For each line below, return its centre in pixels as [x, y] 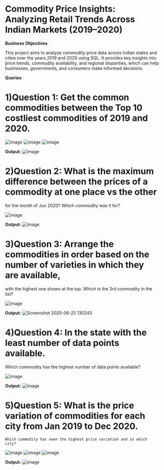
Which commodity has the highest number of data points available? [73, 367]
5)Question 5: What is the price [70, 405]
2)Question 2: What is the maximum [80, 171]
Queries [13, 78]
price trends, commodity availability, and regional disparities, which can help [82, 63]
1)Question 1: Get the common [67, 97]
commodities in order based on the [77, 254]
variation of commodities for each [75, 416]
